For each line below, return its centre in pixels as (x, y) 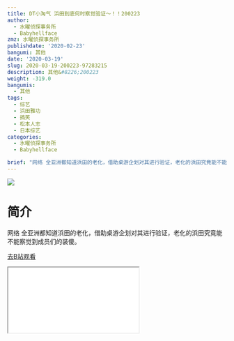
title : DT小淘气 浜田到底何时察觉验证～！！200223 (74, 14)
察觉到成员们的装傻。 (50, 241)
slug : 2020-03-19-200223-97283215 (57, 66)
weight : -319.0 (29, 78)
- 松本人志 (27, 124)
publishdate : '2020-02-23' (46, 46)
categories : (24, 137)
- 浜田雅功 (27, 111)
